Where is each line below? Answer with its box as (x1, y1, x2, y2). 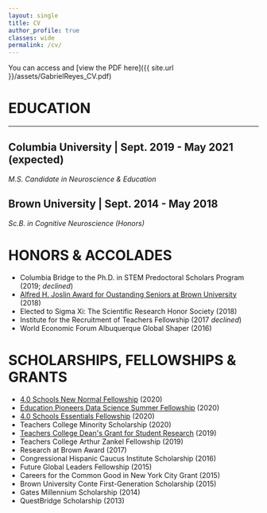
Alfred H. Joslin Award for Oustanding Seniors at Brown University (19, 290, 237, 299)
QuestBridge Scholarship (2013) (19, 496, 125, 505)
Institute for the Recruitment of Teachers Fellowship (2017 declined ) (19, 315, 242, 325)
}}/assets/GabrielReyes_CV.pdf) (8, 72, 112, 81)
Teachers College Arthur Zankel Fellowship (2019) (19, 437, 184, 446)
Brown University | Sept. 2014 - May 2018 (8, 197, 219, 211)
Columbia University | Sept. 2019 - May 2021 (8, 141, 234, 154)
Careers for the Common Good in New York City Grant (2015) (19, 470, 221, 480)
